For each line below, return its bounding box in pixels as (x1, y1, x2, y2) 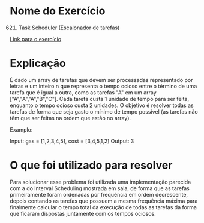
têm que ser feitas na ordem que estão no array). (10, 114, 131, 121)
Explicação (10, 57, 67, 70)
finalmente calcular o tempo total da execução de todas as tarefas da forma (10, 203, 197, 210)
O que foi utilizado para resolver (10, 158, 173, 172)
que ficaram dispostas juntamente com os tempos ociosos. (10, 210, 156, 217)
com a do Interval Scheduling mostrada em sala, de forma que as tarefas (10, 184, 190, 192)
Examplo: (10, 126, 33, 133)
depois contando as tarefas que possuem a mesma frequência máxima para (10, 197, 198, 204)
